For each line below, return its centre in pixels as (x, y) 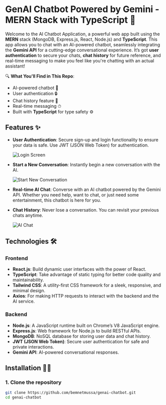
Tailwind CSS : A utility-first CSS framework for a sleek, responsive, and (87, 285)
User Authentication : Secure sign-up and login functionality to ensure (85, 140)
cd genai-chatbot (23, 397)
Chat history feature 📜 (35, 100)
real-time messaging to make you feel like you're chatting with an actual (80, 60)
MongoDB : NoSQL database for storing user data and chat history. (81, 336)
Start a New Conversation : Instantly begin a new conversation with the (86, 164)
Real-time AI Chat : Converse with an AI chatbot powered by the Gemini (87, 189)
